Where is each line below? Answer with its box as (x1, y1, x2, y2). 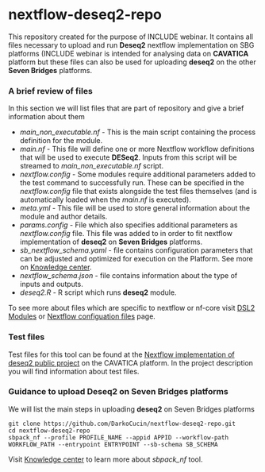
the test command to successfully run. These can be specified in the (19, 178, 244, 188)
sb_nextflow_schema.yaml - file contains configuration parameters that (19, 246, 253, 255)
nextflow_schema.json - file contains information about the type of (19, 271, 238, 280)
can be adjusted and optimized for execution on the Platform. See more (19, 254, 254, 264)
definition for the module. (19, 136, 103, 145)
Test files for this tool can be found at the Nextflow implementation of (8, 350, 236, 359)
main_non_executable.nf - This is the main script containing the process (19, 127, 256, 137)
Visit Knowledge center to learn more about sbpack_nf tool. (8, 455, 203, 464)
